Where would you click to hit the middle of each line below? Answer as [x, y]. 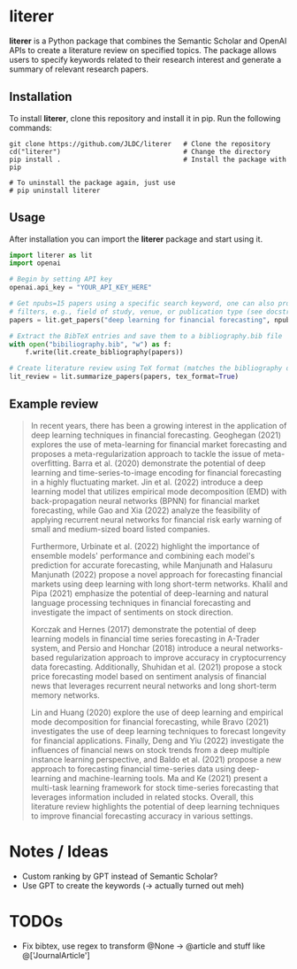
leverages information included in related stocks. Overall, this [142, 797]
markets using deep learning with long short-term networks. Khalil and [159, 584]
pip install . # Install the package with [148, 159]
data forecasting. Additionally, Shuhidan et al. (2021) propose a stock [156, 667]
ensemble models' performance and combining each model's [143, 555]
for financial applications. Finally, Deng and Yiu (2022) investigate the [157, 740]
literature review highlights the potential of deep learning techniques [155, 806]
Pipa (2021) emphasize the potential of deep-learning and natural [149, 593]
